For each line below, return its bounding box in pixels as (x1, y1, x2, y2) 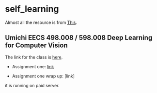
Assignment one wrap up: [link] (12, 73, 75, 79)
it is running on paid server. (5, 82, 60, 88)
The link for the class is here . (5, 54, 63, 60)
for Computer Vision (5, 41, 68, 50)
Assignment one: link (12, 63, 54, 69)
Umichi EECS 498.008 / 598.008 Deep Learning (5, 34, 153, 42)
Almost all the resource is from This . (5, 19, 78, 25)
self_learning (5, 3, 59, 15)
